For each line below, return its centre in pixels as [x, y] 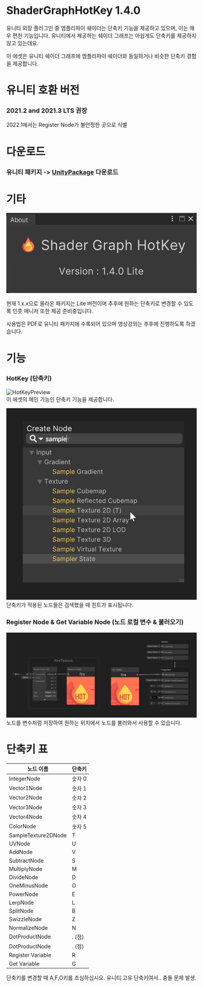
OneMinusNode [28, 885]
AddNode [21, 852]
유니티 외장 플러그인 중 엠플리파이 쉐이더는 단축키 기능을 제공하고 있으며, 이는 [97, 28]
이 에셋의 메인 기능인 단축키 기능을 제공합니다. [60, 399]
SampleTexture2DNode [38, 835]
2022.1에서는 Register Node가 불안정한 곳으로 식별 [67, 125]
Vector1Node [25, 788]
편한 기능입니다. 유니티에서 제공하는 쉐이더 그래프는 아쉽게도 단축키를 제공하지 [105, 35]
